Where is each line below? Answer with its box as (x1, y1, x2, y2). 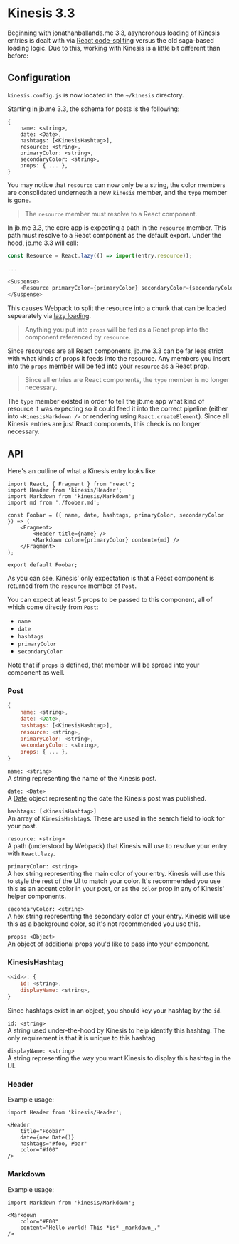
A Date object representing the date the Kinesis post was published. (7, 794, 207, 803)
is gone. (7, 196, 31, 204)
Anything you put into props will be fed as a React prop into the (24, 325, 209, 334)
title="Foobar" (20, 1128, 65, 1135)
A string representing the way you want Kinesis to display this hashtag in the (7, 1053, 232, 1062)
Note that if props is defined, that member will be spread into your (7, 660, 200, 669)
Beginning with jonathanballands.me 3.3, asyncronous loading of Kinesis (7, 28, 221, 37)
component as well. (7, 668, 65, 677)
